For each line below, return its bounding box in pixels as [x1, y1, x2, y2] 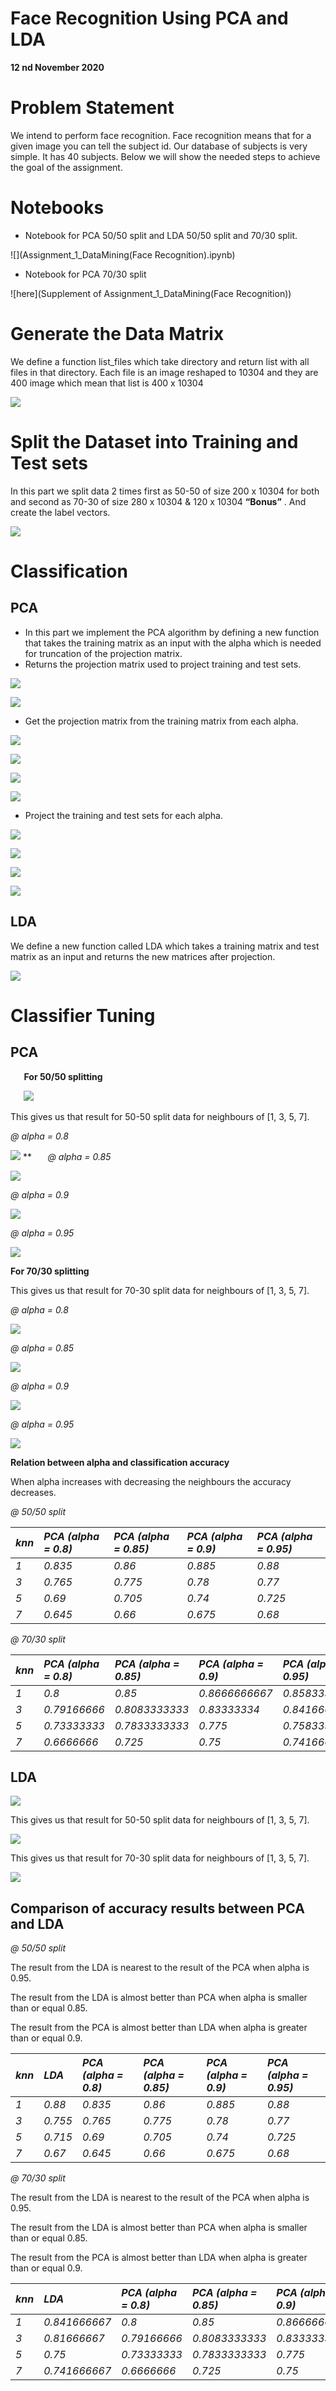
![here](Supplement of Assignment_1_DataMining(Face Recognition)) [10, 287, 292, 299]
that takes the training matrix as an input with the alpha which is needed [24, 637, 322, 649]
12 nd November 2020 [10, 61, 105, 73]
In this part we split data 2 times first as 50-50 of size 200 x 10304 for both [10, 485, 320, 497]
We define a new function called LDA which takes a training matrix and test [10, 940, 320, 952]
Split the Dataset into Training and [10, 430, 299, 453]
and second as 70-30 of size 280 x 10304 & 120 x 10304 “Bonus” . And [10, 495, 307, 507]
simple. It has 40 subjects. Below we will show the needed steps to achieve [10, 150, 321, 162]
